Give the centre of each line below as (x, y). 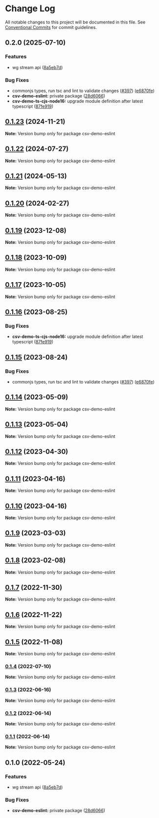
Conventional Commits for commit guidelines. (51, 27)
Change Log (30, 9)
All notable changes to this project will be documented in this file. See (75, 22)
